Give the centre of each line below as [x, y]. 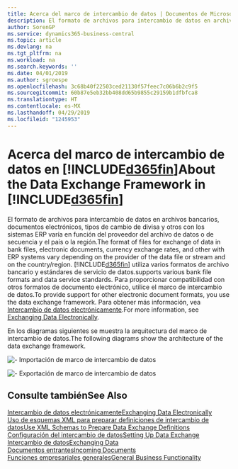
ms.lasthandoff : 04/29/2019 [49, 113]
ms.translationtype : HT [42, 100]
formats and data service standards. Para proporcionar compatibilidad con [116, 279]
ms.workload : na [31, 60]
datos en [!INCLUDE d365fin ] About [112, 169]
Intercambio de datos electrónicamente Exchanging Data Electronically [110, 412]
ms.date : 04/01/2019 [38, 73]
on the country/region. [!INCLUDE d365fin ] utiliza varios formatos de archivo [118, 264]
